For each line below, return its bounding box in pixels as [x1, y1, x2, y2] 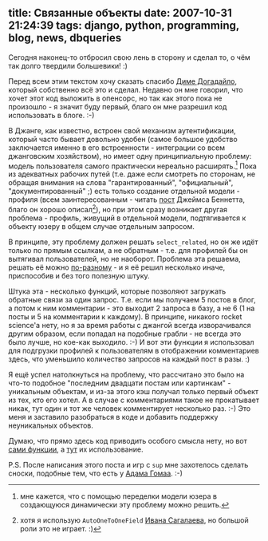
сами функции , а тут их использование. [8, 444, 144, 454]
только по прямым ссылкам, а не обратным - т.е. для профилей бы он [8, 246, 249, 255]
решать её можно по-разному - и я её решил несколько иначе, [8, 263, 226, 272]
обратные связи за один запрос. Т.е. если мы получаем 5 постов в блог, [8, 295, 257, 305]
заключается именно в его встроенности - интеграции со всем [8, 143, 226, 152]
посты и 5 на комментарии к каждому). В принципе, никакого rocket [8, 312, 242, 322]
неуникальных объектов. [8, 421, 94, 430]
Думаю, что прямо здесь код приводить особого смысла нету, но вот [8, 436, 247, 446]
